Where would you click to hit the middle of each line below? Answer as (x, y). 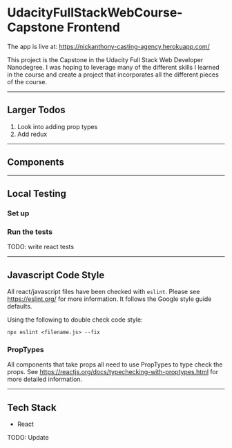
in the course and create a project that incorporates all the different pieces (113, 75)
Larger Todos (36, 110)
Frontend (94, 27)
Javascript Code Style (56, 275)
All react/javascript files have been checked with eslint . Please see (104, 291)
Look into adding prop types (57, 126)
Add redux (32, 134)
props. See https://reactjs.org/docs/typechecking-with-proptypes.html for (113, 372)
